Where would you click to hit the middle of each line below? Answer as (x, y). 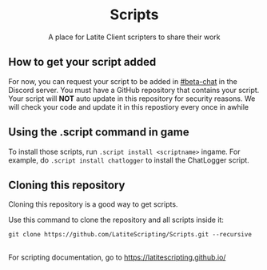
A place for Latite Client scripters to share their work (134, 37)
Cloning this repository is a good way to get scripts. (93, 204)
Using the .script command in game (99, 133)
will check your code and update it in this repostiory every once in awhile (129, 107)
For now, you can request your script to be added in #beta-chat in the (123, 81)
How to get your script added (82, 62)
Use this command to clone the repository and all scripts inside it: (116, 220)
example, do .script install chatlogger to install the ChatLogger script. (129, 160)
